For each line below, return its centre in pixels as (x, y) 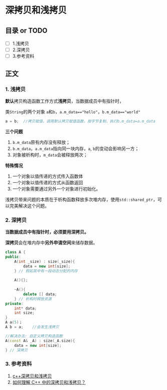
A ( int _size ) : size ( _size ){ (45, 261)
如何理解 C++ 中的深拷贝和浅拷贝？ (49, 382)
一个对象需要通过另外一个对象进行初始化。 (56, 189)
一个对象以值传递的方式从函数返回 (48, 182)
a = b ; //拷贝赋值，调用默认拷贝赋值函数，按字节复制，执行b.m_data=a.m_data (80, 121)
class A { (16, 252)
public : (13, 257)
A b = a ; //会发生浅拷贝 (32, 327)
